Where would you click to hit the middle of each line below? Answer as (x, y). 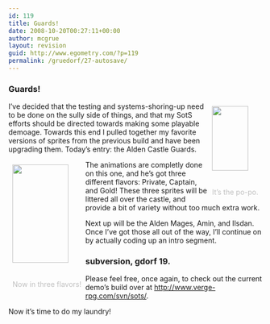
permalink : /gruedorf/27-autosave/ (68, 61)
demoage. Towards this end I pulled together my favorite (102, 132)
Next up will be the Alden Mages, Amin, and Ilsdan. (170, 223)
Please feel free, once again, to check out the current (174, 279)
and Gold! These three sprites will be (146, 191)
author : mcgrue (34, 38)
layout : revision (37, 46)
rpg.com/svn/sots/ (116, 296)
